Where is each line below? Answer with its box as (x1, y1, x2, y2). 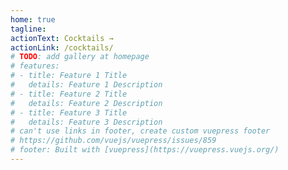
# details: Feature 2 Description (10, 98, 163, 108)
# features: (10, 61, 60, 71)
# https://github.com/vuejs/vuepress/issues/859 (10, 136, 217, 146)
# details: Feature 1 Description (10, 80, 163, 90)
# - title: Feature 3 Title (10, 107, 128, 118)
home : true (10, 14, 56, 25)
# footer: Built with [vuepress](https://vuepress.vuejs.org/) (10, 145, 280, 155)
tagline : (10, 24, 47, 34)
